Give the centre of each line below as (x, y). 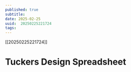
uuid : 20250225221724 (28, 23)
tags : (11, 28)
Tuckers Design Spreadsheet (66, 62)
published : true (22, 10)
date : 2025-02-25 (23, 19)
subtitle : (15, 14)
